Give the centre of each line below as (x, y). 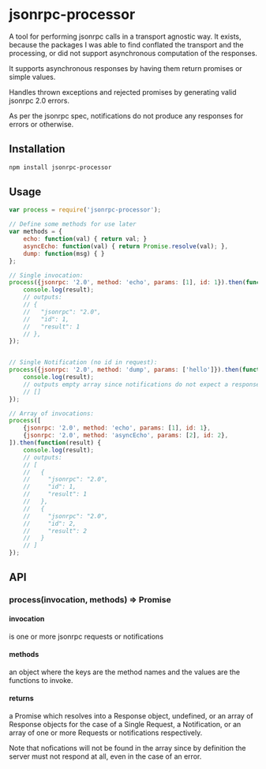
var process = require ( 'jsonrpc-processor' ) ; (85, 210)
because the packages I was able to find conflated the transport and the (126, 44)
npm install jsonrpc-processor (60, 167)
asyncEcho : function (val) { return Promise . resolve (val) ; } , (126, 246)
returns (21, 698)
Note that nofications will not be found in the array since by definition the (128, 748)
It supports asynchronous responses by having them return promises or (126, 68)
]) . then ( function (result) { (55, 443)
